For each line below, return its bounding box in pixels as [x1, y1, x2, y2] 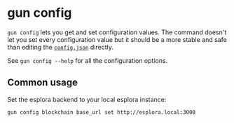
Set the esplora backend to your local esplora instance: [7, 95, 167, 103]
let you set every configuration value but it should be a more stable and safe [7, 35, 228, 43]
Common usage [7, 77, 78, 89]
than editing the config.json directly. [7, 43, 113, 51]
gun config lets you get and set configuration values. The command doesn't [7, 28, 227, 36]
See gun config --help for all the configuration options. [7, 56, 168, 64]
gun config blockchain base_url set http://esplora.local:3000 [7, 108, 196, 116]
